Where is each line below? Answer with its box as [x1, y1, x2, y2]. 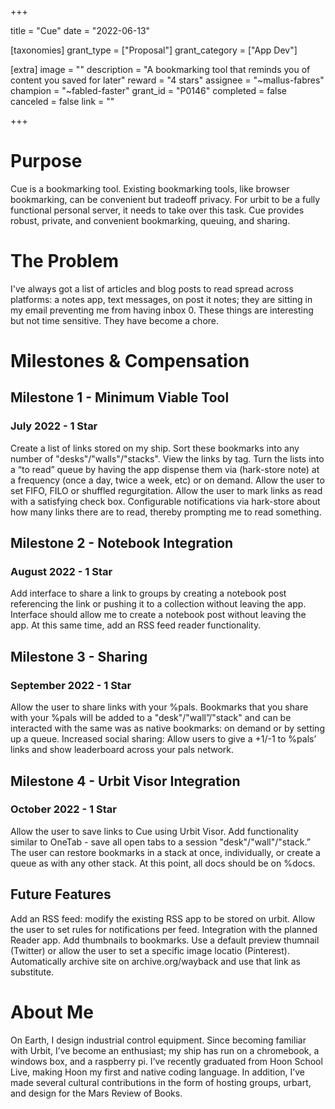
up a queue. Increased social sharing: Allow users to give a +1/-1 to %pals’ [10, 733, 317, 745]
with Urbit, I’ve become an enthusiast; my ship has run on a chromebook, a [10, 1044, 320, 1056]
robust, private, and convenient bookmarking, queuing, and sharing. [10, 214, 291, 226]
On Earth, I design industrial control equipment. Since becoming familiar [10, 1034, 307, 1046]
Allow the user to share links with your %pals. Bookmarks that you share [10, 701, 309, 713]
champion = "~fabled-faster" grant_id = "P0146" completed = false [10, 85, 288, 96]
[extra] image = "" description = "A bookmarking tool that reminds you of [10, 64, 311, 75]
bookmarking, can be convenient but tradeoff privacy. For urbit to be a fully [10, 193, 321, 205]
